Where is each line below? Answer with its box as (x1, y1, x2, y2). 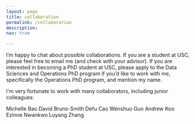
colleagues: (6, 94, 34, 101)
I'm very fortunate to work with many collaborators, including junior (6, 88, 169, 95)
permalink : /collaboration (6, 19, 72, 25)
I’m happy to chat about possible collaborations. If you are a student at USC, (6, 51, 190, 58)
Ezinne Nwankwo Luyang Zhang (6, 112, 84, 119)
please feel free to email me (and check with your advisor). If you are (6, 58, 173, 65)
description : (6, 25, 38, 31)
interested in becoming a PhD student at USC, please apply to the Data (6, 64, 177, 71)
